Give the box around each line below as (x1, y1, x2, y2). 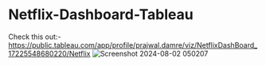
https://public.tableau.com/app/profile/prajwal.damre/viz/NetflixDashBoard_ (8, 40, 258, 49)
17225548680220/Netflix (8, 49, 91, 58)
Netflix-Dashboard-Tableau (8, 6, 194, 24)
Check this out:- (8, 32, 61, 41)
